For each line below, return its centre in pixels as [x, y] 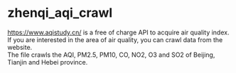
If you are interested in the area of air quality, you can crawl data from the [115, 39]
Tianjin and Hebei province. [48, 62]
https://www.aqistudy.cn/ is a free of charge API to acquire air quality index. [118, 32]
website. [20, 47]
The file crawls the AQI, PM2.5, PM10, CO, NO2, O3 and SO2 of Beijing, [111, 55]
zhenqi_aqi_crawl [60, 13]
